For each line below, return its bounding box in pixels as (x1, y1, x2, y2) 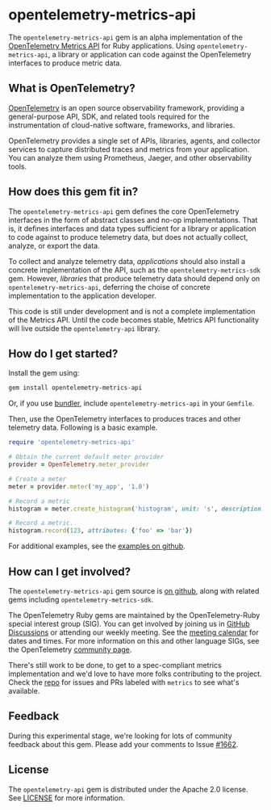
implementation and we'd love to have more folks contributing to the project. (8, 669, 262, 678)
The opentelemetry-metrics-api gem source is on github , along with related (8, 585, 260, 595)
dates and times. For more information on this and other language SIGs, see (8, 636, 260, 645)
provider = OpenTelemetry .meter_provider (8, 460, 150, 468)
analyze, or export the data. (8, 241, 100, 250)
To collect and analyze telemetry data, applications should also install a (8, 256, 246, 266)
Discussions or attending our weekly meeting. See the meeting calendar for (8, 627, 260, 637)
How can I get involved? (8, 564, 131, 578)
